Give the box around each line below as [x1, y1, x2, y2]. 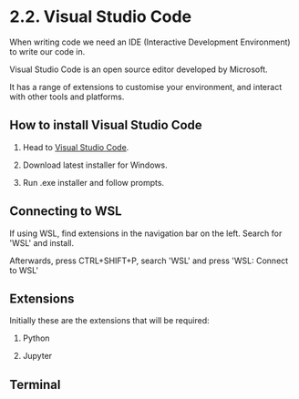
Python [22, 332, 50, 343]
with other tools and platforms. [9, 91, 125, 102]
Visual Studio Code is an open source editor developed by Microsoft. [9, 64, 268, 75]
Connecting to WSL [9, 203, 122, 220]
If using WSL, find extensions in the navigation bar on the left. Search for [9, 228, 283, 239]
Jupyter [22, 351, 53, 362]
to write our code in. [9, 46, 86, 56]
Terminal [9, 376, 61, 393]
